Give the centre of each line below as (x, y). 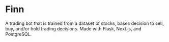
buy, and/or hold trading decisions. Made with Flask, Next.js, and (73, 28)
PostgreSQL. (19, 34)
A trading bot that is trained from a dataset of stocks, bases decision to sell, (85, 23)
